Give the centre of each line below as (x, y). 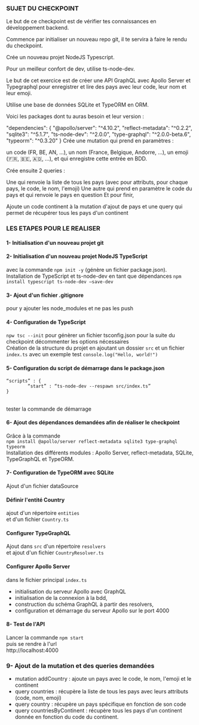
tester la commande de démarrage (49, 409)
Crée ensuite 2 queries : (36, 171)
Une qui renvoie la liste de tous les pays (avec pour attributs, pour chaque (97, 182)
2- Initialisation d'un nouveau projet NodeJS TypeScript (77, 256)
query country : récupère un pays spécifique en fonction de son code (100, 704)
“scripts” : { (24, 381)
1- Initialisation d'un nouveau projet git (55, 242)
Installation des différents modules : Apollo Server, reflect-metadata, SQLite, (100, 453)
